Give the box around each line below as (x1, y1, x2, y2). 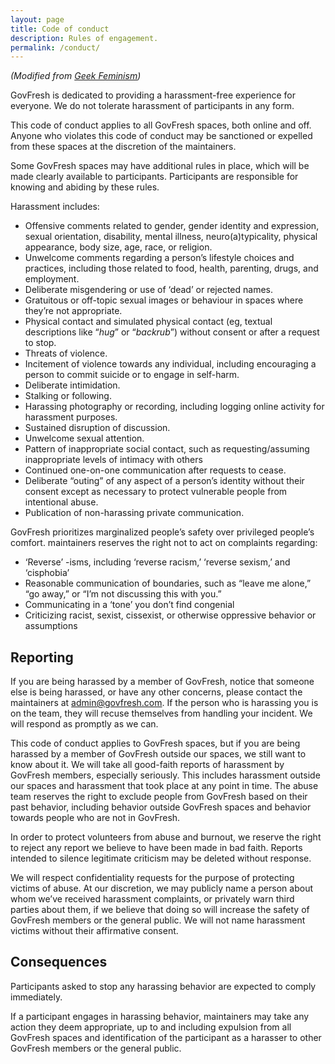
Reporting (10, 649, 74, 666)
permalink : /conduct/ (10, 42, 101, 53)
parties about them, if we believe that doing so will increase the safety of (10, 904, 310, 916)
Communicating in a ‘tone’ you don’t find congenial (24, 599, 235, 611)
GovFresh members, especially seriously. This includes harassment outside (10, 769, 321, 781)
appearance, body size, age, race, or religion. (24, 241, 213, 253)
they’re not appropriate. (24, 305, 123, 317)
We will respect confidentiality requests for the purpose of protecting (10, 872, 295, 884)
